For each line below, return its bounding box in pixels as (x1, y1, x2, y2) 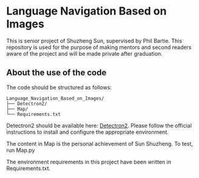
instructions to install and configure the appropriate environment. (6, 128, 169, 136)
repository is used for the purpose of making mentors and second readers (6, 44, 192, 51)
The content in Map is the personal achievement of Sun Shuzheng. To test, (6, 140, 193, 147)
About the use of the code (6, 68, 107, 78)
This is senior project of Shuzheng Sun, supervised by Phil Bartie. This (6, 37, 183, 44)
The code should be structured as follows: (6, 84, 112, 91)
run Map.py (6, 147, 35, 154)
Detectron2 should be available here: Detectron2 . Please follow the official (6, 122, 192, 129)
